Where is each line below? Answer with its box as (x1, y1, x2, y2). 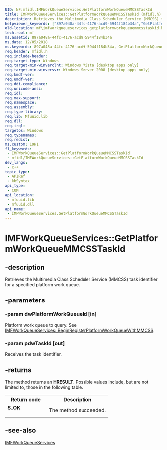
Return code (10, 396, 41, 403)
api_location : (5, 192, 35, 197)
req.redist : (5, 137, 30, 142)
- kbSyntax (7, 179, 30, 184)
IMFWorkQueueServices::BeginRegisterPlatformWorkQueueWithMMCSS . (5, 327, 155, 333)
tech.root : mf (5, 30, 35, 35)
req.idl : (5, 91, 23, 96)
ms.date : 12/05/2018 (5, 40, 48, 45)
